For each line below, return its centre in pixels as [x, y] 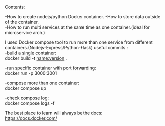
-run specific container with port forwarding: [51, 68]
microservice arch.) [25, 33]
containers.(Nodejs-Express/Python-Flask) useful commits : [67, 48]
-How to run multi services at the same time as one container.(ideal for [78, 27]
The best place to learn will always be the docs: [54, 113]
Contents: [15, 7]
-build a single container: [31, 53]
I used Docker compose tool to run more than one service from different [79, 42]
